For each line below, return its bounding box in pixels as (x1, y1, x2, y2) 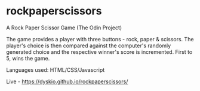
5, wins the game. (6, 54, 50, 62)
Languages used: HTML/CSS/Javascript (6, 66, 105, 73)
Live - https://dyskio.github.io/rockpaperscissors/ (6, 78, 128, 85)
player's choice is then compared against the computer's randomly (6, 42, 171, 49)
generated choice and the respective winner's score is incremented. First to (6, 48, 193, 55)
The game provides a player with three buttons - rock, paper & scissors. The (6, 35, 194, 43)
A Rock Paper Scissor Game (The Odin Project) (6, 24, 122, 31)
